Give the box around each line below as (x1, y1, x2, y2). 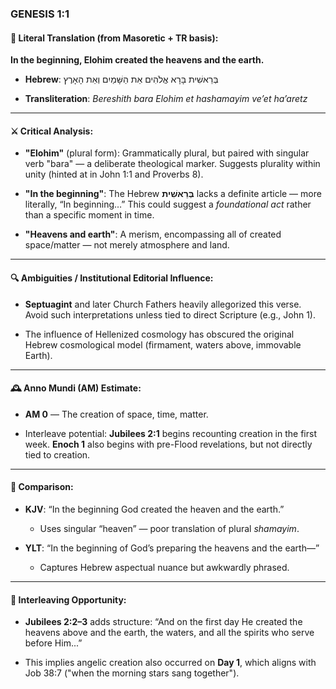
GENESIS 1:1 (10, 7, 70, 21)
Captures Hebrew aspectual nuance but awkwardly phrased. (39, 561, 290, 573)
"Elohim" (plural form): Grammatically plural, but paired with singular (24, 147, 310, 159)
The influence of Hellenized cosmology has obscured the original (24, 328, 295, 340)
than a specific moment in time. (24, 209, 155, 221)
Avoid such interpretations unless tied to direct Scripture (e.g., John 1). (24, 308, 316, 321)
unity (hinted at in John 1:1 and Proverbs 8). (24, 168, 204, 181)
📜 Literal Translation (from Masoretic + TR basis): (10, 32, 219, 44)
